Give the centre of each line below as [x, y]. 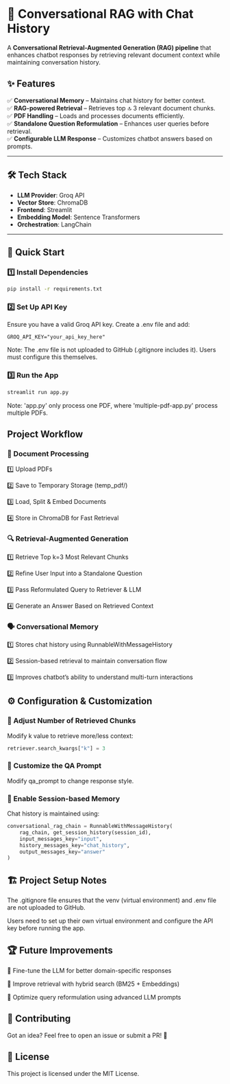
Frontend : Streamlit [44, 209]
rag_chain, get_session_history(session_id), [86, 832]
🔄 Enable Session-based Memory [64, 798]
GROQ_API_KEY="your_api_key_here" [56, 337]
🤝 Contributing [39, 1019]
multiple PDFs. [27, 413]
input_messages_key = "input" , [61, 839]
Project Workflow [45, 434]
